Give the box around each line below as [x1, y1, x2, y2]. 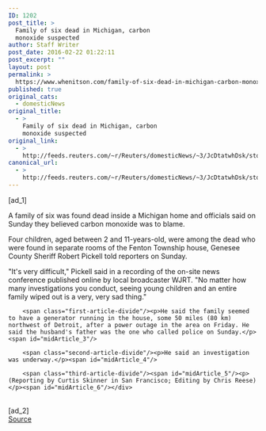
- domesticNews [15, 100, 66, 108]
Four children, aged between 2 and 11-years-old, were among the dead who [8, 235, 256, 244]
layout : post [8, 63, 51, 71]
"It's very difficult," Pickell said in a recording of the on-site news [8, 266, 220, 276]
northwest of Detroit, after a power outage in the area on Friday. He [8, 321, 249, 329]
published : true [8, 85, 62, 93]
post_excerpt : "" [8, 56, 66, 64]
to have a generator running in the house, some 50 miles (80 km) [8, 314, 232, 322]
